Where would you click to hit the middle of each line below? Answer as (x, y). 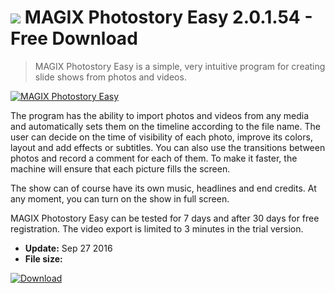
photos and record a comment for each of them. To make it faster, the (154, 158)
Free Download (74, 38)
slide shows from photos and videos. (110, 77)
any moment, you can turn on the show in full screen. (120, 198)
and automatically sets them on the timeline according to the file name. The (165, 126)
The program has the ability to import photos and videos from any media (159, 115)
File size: (43, 258)
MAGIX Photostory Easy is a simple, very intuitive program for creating (180, 66)
